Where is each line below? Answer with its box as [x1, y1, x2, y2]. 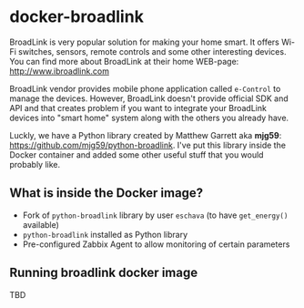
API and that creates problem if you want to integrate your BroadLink [9, 102, 267, 113]
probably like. [9, 159, 61, 169]
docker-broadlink [9, 6, 144, 27]
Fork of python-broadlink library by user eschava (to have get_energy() [22, 210, 289, 221]
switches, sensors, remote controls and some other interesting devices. [17, 46, 287, 56]
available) [22, 219, 59, 230]
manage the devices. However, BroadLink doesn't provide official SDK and [9, 93, 289, 104]
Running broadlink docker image [9, 265, 198, 281]
